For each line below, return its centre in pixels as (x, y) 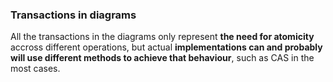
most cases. (35, 69)
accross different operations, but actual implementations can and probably (166, 47)
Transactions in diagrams (73, 15)
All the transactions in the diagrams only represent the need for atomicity (162, 37)
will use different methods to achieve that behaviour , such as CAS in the (162, 58)
